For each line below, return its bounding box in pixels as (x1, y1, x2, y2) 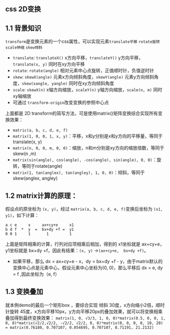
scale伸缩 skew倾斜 (5, 45, 42, 50)
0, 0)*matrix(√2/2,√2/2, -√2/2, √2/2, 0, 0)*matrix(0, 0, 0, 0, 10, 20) (5, 320, 163, 326)
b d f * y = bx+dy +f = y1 (5, 227, 74, 232)
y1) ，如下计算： (5, 212, 39, 218)
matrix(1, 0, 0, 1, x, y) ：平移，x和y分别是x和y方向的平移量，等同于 (12, 133, 163, 139)
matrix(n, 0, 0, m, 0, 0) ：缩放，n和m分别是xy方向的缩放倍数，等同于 (12, 145, 164, 151)
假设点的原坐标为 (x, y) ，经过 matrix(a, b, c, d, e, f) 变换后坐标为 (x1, (5, 206, 163, 212)
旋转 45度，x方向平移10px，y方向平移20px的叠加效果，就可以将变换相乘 (9, 308, 163, 315)
